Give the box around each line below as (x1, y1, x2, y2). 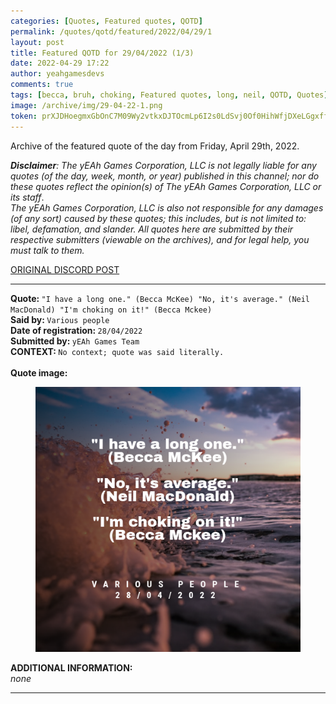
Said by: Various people (10, 313, 110, 325)
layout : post (10, 37, 65, 47)
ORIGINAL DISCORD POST (10, 263, 120, 275)
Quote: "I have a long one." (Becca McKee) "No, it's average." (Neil (10, 292, 311, 304)
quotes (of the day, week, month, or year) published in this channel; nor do (10, 170, 320, 182)
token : (10, 111, 38, 121)
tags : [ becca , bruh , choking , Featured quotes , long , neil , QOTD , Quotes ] (10, 90, 329, 100)
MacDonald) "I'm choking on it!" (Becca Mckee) (10, 305, 213, 315)
